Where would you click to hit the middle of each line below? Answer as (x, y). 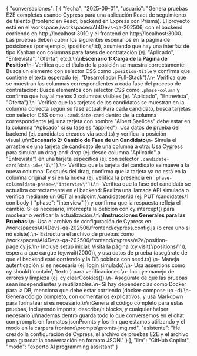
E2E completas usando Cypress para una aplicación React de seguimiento (96, 15)
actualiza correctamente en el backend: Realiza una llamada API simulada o (98, 190)
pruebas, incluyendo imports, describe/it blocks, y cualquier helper (87, 309)
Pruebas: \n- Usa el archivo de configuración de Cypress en (79, 221)
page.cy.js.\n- (23, 246)
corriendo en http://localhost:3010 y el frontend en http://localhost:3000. (94, 34)
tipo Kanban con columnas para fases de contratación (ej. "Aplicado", (90, 52)
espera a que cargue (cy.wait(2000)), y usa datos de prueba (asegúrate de (97, 253)
